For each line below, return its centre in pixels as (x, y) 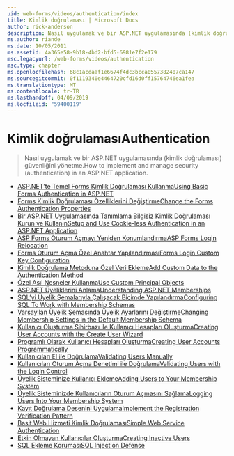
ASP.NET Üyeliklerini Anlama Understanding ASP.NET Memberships (114, 290)
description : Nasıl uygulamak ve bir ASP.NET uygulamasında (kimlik (109, 33)
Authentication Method (50, 275)
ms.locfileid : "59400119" (45, 104)
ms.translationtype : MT (42, 85)
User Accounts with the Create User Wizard (80, 334)
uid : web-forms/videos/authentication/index (73, 14)
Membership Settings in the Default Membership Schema (100, 319)
